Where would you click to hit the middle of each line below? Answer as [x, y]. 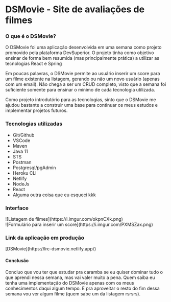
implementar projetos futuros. [36, 110]
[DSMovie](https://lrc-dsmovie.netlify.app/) [51, 249]
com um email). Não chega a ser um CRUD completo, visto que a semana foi [86, 84]
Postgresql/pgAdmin [34, 168]
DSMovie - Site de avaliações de [75, 9]
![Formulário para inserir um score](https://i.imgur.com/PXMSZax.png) [79, 225]
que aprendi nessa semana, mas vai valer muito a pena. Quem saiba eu [80, 277]
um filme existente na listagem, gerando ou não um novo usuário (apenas [82, 79]
